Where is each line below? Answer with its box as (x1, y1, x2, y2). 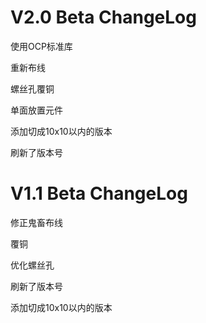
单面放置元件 (10, 104, 63, 116)
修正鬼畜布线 (10, 216, 63, 228)
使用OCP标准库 (10, 40, 73, 52)
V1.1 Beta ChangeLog (10, 182, 188, 205)
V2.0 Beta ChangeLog (10, 6, 197, 29)
